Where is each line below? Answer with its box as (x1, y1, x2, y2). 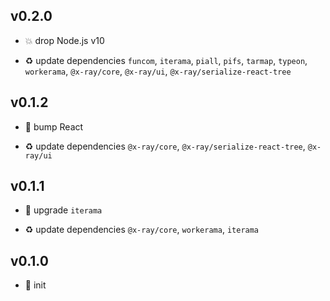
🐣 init (24, 279, 47, 291)
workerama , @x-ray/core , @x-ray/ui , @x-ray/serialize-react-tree (24, 65, 292, 77)
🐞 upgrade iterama (24, 204, 103, 216)
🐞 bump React (24, 120, 84, 133)
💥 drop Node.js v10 (24, 34, 105, 46)
